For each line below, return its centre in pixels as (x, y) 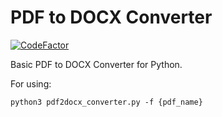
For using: (31, 83)
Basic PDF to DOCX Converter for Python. (96, 64)
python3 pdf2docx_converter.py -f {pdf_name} (106, 102)
